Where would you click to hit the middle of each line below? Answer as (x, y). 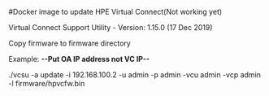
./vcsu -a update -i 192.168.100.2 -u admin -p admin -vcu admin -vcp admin (135, 75)
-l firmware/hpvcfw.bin (47, 83)
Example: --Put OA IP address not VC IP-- (79, 59)
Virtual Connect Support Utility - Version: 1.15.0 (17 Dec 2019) (111, 27)
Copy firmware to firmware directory (70, 43)
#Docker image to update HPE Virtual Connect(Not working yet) (115, 12)
